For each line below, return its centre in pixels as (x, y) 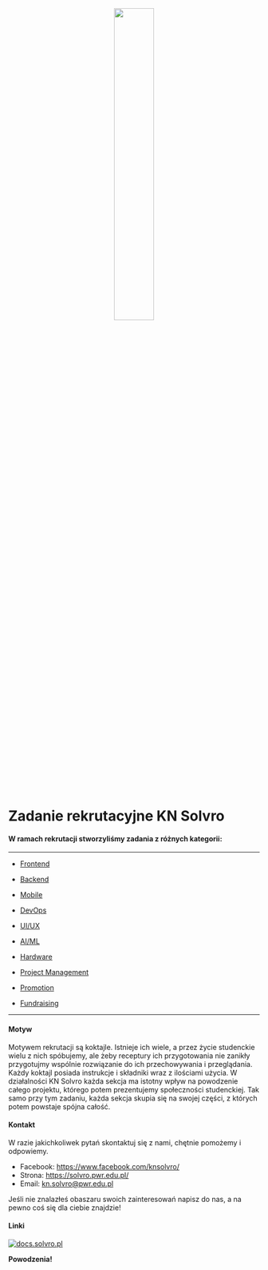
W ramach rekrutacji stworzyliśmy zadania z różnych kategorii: (115, 838)
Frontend (35, 864)
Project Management (54, 972)
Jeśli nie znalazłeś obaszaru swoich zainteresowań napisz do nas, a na (125, 1199)
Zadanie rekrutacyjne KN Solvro (116, 816)
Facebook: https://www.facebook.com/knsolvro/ (99, 1166)
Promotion (37, 988)
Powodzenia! (30, 1259)
